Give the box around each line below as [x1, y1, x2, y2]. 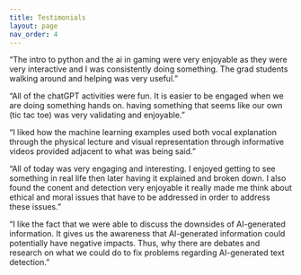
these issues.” [9, 202, 61, 212]
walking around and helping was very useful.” [9, 73, 178, 84]
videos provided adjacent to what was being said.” [9, 146, 196, 157]
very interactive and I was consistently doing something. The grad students [9, 64, 288, 74]
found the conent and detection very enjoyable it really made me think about [9, 183, 292, 193]
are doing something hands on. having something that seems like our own [9, 100, 283, 111]
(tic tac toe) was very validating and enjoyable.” [9, 109, 186, 121]
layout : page [9, 21, 58, 30]
